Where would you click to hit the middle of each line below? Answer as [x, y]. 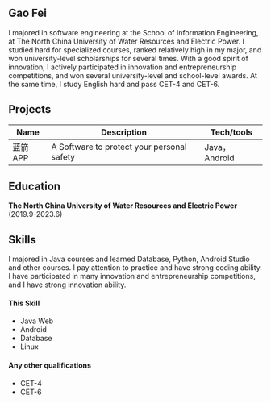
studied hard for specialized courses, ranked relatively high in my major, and [135, 50]
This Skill [24, 303]
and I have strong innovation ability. [67, 285]
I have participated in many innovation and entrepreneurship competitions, [132, 276]
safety [63, 156]
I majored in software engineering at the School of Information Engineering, [133, 32]
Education [35, 187]
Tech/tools [231, 132]
